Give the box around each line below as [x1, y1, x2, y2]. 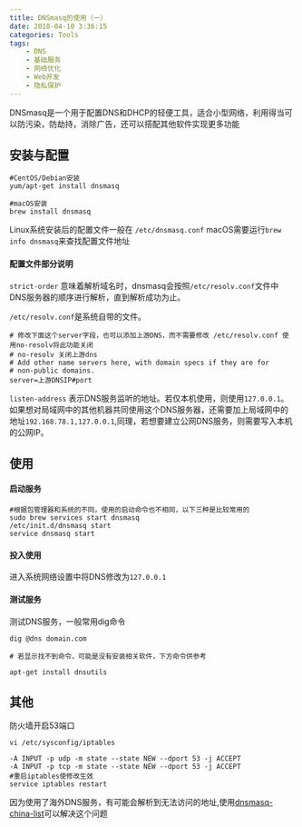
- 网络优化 [25, 65, 62, 74]
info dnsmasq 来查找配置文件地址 [9, 235, 130, 246]
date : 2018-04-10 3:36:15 [9, 22, 107, 31]
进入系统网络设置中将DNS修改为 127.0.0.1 [9, 572, 167, 583]
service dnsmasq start [9, 529, 95, 539]
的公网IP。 [9, 426, 49, 437]
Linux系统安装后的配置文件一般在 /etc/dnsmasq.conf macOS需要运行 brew [9, 224, 282, 235]
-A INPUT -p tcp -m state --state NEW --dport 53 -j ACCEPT [9, 762, 242, 772]
